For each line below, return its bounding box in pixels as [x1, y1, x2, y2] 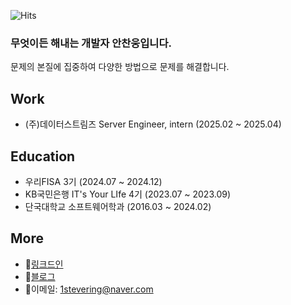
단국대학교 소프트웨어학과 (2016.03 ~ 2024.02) [24, 200, 212, 212]
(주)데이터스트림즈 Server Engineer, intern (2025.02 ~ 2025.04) [24, 118, 282, 130]
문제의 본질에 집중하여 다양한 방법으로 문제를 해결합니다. [10, 61, 230, 73]
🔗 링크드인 [24, 258, 64, 270]
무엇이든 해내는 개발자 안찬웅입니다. [10, 36, 172, 50]
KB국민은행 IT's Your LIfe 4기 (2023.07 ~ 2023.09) [24, 188, 232, 200]
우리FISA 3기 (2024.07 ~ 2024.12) [24, 175, 163, 187]
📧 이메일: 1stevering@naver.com [24, 283, 154, 295]
